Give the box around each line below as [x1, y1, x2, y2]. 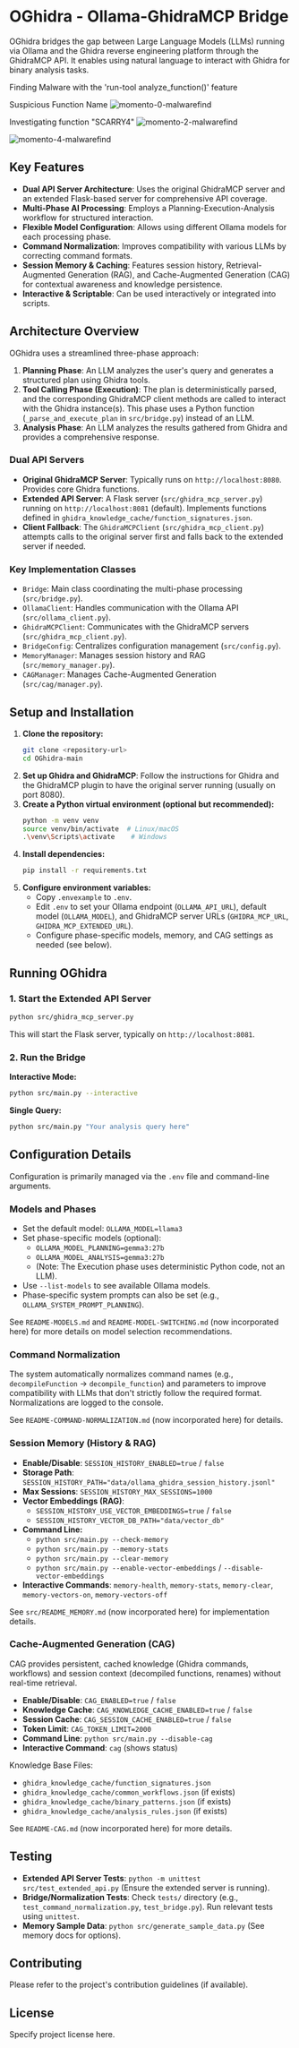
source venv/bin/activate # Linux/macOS [21, 824, 180, 834]
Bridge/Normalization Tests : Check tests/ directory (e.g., [21, 1891, 239, 1902]
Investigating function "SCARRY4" [9, 116, 135, 127]
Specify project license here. [9, 2029, 115, 2040]
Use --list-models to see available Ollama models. [21, 1280, 210, 1290]
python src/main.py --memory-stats [35, 1545, 168, 1554]
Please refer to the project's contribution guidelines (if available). [9, 1979, 249, 1990]
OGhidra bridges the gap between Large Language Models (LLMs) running [9, 36, 285, 47]
